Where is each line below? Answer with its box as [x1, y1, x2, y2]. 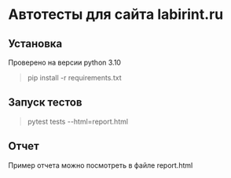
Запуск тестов [8, 96, 82, 109]
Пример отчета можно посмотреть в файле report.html [8, 160, 193, 170]
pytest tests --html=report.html [27, 117, 128, 126]
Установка [8, 37, 63, 50]
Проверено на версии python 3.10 [8, 57, 122, 67]
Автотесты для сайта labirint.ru [8, 6, 224, 24]
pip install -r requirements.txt [27, 73, 122, 82]
